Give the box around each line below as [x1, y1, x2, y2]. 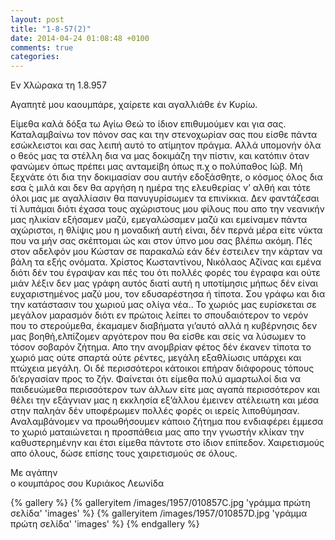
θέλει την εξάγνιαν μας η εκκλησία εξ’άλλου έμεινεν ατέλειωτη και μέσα [10, 394, 320, 406]
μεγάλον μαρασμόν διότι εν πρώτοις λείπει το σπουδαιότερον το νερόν [10, 309, 309, 321]
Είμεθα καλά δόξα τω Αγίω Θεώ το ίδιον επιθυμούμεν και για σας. [10, 118, 287, 130]
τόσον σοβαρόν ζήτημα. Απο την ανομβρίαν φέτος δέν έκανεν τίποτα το [10, 341, 312, 353]
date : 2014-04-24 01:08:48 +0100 [10, 33, 150, 43]
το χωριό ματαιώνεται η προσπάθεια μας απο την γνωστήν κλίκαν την [10, 426, 305, 438]
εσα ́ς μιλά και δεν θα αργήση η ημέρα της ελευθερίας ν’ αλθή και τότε [10, 182, 312, 194]
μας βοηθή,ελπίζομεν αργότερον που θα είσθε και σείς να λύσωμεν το [10, 331, 307, 343]
